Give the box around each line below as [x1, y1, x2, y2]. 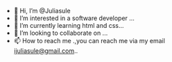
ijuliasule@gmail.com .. [13, 47, 78, 55]
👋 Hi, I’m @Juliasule [13, 7, 71, 15]
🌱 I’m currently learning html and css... [13, 22, 124, 29]
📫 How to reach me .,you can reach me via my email [13, 37, 165, 45]
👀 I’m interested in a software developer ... [13, 14, 135, 22]
